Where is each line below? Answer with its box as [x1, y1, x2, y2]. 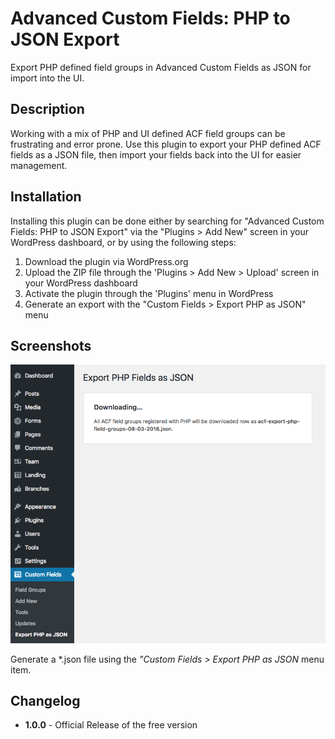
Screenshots [10, 337, 92, 354]
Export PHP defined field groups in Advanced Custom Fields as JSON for [10, 61, 312, 73]
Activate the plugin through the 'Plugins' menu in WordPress [24, 287, 274, 299]
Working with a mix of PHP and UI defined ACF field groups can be [10, 127, 286, 139]
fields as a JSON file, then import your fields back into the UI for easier [10, 148, 302, 161]
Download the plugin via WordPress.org [24, 255, 189, 267]
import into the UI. [10, 72, 85, 84]
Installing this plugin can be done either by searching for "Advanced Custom [10, 215, 325, 227]
